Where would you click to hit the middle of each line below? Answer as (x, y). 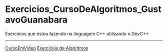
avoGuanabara (36, 20)
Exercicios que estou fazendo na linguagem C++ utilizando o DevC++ (77, 33)
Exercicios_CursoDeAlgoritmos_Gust (83, 9)
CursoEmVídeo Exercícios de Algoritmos (47, 48)
